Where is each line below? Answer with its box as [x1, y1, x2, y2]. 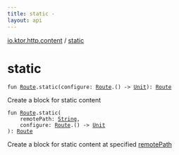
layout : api [7, 17, 42, 24]
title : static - [7, 10, 55, 18]
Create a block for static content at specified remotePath [7, 140, 173, 149]
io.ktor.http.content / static [7, 36, 85, 44]
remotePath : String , [20, 116, 80, 123]
